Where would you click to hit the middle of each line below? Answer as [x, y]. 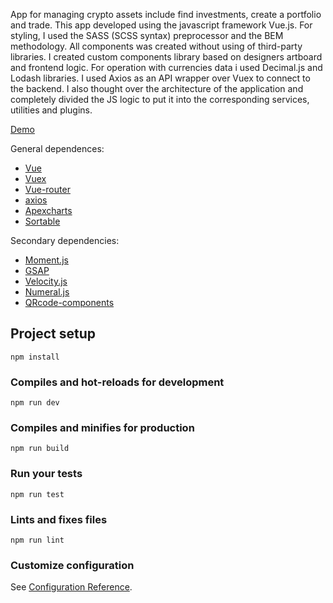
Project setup [53, 334]
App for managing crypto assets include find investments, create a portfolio [166, 14]
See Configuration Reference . [71, 587]
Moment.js [46, 260]
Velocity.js [46, 281]
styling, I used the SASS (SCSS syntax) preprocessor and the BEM [147, 35]
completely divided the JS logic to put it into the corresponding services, [160, 99]
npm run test [37, 494]
